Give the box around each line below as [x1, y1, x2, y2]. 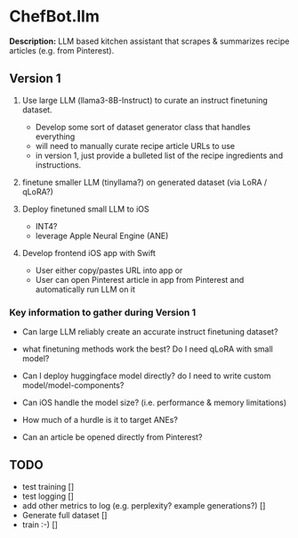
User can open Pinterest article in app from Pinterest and [35, 274, 245, 285]
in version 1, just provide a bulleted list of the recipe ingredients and [35, 150, 283, 161]
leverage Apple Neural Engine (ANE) [35, 230, 169, 241]
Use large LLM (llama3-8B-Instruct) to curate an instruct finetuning [21, 95, 269, 105]
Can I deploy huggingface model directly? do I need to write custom [21, 370, 271, 381]
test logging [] [21, 491, 74, 501]
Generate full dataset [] [21, 509, 108, 520]
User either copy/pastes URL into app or [35, 265, 183, 276]
